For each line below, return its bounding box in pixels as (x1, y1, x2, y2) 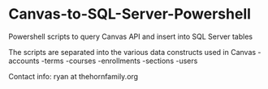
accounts (8, 56, 40, 66)
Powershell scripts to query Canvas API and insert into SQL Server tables (8, 32, 253, 41)
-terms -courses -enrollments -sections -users (41, 56, 198, 66)
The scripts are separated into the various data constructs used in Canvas (8, 47, 257, 57)
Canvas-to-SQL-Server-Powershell (8, 5, 252, 23)
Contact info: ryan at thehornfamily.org (8, 71, 139, 81)
